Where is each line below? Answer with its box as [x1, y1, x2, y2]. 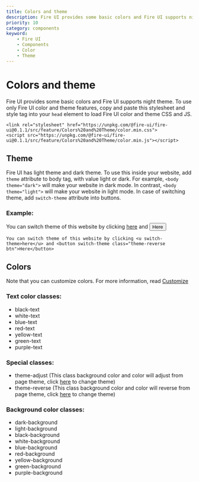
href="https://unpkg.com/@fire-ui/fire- [67, 122, 168, 128]
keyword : [6, 31, 28, 37]
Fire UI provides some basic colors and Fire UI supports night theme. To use [6, 98, 192, 105]
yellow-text [14, 331, 43, 338]
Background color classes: [6, 406, 85, 413]
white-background [14, 438, 60, 445]
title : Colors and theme [6, 8, 68, 15]
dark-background [14, 419, 58, 426]
